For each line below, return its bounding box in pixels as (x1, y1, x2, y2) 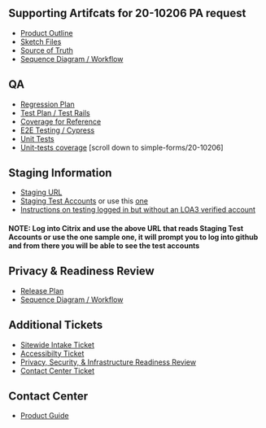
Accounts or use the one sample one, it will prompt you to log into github (8, 232, 259, 242)
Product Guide (20, 411, 69, 421)
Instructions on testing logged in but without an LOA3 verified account (20, 205, 256, 215)
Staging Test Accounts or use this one (20, 196, 149, 206)
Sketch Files (20, 37, 62, 46)
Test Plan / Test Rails (20, 107, 91, 117)
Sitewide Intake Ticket (20, 339, 95, 349)
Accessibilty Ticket (20, 348, 85, 358)
